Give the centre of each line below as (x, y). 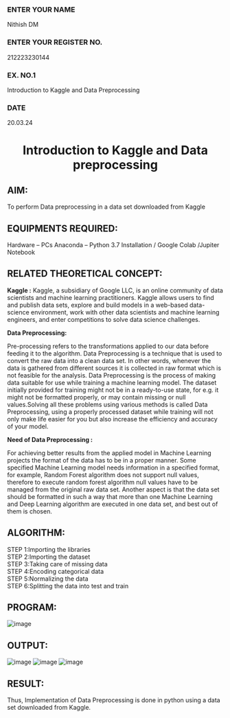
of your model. (28, 426)
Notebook (21, 252)
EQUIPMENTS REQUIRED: (62, 228)
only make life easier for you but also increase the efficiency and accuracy (112, 419)
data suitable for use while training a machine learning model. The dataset (112, 382)
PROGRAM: (32, 608)
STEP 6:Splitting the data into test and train (68, 586)
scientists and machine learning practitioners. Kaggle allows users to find (111, 297)
